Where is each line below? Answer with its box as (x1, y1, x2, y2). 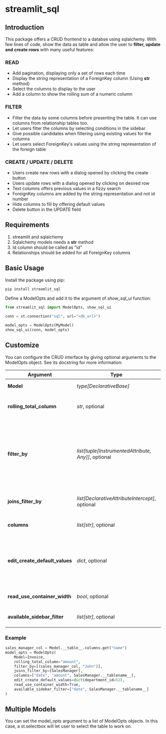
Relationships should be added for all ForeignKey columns (12, 249, 131, 255)
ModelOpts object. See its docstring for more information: (5, 359, 123, 365)
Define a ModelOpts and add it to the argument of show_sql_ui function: (5, 295, 152, 302)
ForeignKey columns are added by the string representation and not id (12, 191, 155, 196)
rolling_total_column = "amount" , (14, 659, 81, 664)
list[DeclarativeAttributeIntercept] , (77, 495, 157, 502)
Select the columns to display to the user (12, 86, 96, 92)
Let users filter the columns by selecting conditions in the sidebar (12, 125, 146, 131)
